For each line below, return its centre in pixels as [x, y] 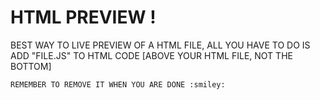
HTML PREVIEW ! [83, 17]
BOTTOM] [31, 66]
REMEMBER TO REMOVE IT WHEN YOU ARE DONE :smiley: [118, 84]
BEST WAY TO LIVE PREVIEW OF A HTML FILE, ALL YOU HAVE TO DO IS [160, 45]
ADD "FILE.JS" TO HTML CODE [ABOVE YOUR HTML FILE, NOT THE [151, 55]
